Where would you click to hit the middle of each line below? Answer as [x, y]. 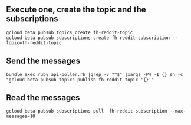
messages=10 [21, 116]
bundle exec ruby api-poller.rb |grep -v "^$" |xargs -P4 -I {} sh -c [95, 74]
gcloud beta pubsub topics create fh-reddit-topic [70, 32]
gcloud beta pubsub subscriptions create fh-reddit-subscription [88, 38]
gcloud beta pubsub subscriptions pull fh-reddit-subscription [87, 111]
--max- [177, 111]
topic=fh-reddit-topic [34, 43]
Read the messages [43, 98]
